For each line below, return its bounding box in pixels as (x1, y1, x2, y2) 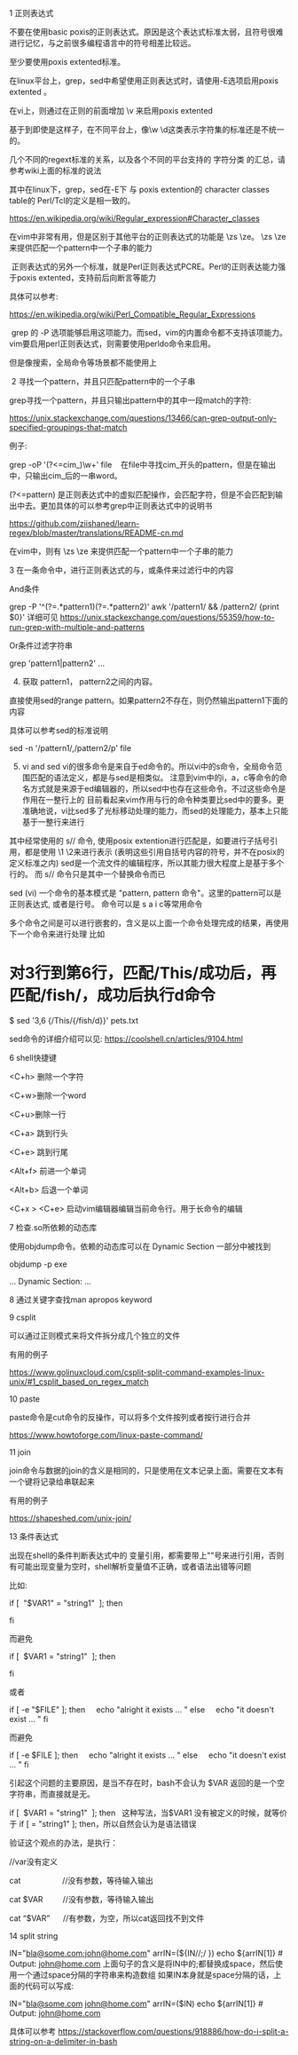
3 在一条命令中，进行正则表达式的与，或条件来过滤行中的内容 (9, 565, 234, 575)
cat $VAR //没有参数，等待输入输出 (9, 1893, 154, 1904)
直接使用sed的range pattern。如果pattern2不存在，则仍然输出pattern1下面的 (9, 695, 288, 706)
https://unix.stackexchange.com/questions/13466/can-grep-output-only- (9, 413, 277, 423)
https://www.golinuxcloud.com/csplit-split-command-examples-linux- (9, 1366, 265, 1378)
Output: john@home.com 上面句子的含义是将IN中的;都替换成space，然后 (9, 1958, 276, 1969)
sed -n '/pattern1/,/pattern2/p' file (9, 743, 131, 753)
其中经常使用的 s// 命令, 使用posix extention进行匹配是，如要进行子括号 (9, 835, 271, 846)
